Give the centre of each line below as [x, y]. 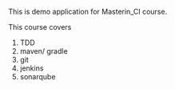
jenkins [32, 68]
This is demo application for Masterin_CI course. [88, 12]
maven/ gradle [44, 51]
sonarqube [38, 77]
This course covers [40, 27]
